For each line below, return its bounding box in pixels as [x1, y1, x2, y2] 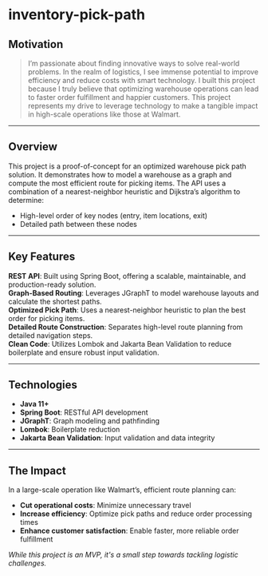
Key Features [8, 250, 76, 264]
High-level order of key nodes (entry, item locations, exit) [19, 210, 208, 220]
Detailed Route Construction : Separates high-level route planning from [8, 322, 243, 332]
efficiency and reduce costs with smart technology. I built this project [27, 76, 255, 85]
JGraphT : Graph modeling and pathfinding [19, 416, 160, 426]
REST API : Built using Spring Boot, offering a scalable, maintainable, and [8, 271, 246, 280]
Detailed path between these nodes [19, 219, 137, 228]
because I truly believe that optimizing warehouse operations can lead [27, 84, 259, 93]
